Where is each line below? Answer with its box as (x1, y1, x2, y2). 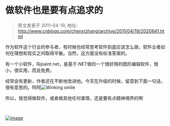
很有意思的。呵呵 (5, 84, 41, 90)
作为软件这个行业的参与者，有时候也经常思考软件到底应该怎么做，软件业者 (5, 44, 161, 50)
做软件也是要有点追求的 (5, 5, 104, 16)
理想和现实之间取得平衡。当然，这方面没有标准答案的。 (14, 50, 130, 56)
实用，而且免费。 (18, 67, 54, 73)
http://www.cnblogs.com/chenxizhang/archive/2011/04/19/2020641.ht (17, 28, 165, 34)
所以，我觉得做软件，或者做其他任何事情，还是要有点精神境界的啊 (5, 95, 143, 101)
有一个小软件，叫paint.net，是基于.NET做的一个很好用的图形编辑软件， (5, 61, 154, 67)
